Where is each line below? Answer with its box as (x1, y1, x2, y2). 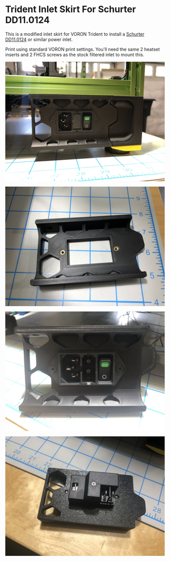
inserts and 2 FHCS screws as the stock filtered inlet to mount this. (5, 52, 144, 58)
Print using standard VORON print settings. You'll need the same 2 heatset (5, 46, 160, 52)
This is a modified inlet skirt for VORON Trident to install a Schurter (5, 31, 145, 37)
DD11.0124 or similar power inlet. (5, 36, 73, 42)
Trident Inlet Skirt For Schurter (5, 4, 136, 15)
